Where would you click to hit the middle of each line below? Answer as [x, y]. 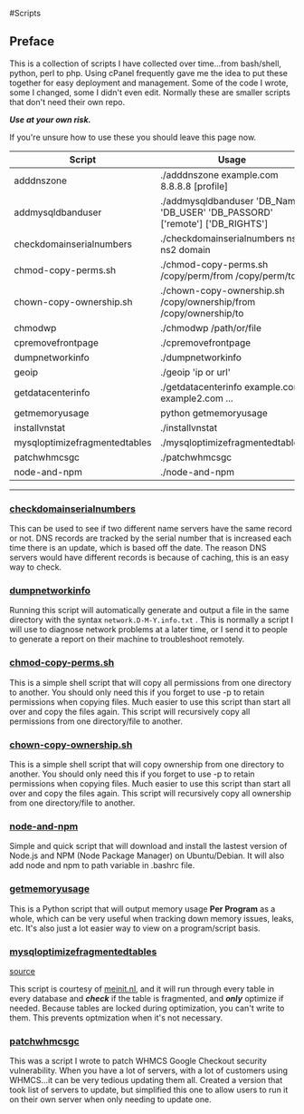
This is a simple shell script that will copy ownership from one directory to [147, 764]
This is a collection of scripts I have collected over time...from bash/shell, [146, 64]
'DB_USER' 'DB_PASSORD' [216, 212]
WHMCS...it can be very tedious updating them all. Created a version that [146, 1080]
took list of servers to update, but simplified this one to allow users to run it [149, 1090]
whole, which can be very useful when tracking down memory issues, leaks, [152, 918]
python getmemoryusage [214, 413]
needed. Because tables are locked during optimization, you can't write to [147, 1008]
